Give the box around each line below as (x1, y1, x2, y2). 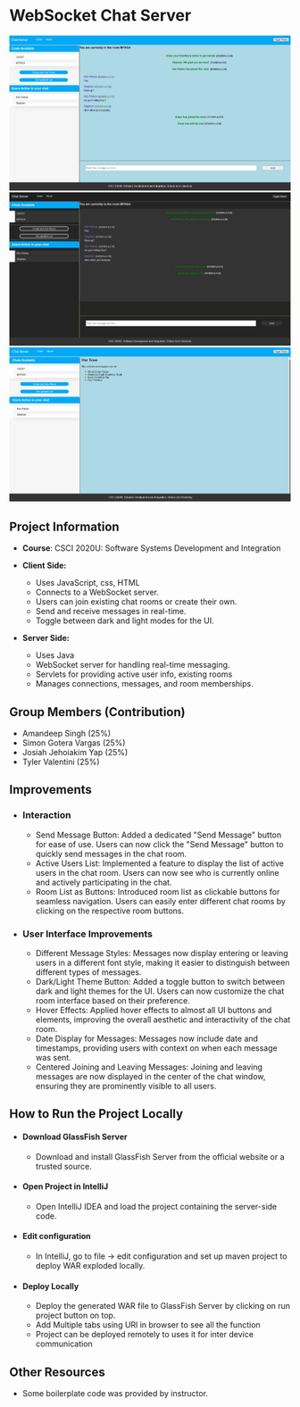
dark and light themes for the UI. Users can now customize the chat (35, 986, 285, 996)
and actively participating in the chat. (35, 877, 172, 887)
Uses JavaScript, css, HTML (35, 578, 140, 588)
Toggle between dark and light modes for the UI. (35, 615, 214, 626)
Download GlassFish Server (21, 1131, 128, 1142)
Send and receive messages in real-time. (35, 606, 187, 617)
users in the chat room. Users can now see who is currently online (35, 867, 279, 878)
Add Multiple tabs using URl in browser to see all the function (35, 1320, 261, 1330)
